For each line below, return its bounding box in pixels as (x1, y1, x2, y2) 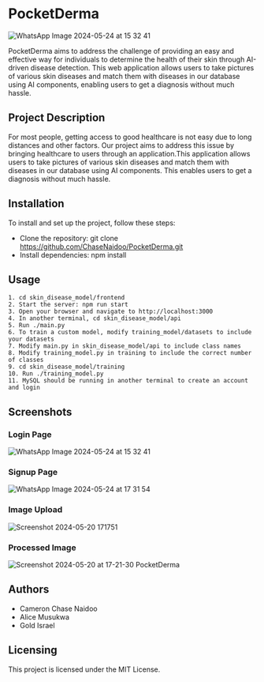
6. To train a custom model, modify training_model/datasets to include (8, 329, 252, 337)
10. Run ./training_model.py (8, 370, 104, 378)
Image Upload (8, 504, 63, 515)
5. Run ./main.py (8, 322, 65, 330)
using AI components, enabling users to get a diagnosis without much (8, 80, 235, 89)
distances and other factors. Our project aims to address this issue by (8, 140, 235, 150)
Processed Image (8, 542, 76, 553)
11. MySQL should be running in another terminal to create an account (8, 377, 248, 385)
